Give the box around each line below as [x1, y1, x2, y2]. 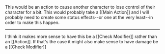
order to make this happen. [5, 19, 60, 25]
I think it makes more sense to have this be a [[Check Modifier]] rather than [5, 34, 157, 39]
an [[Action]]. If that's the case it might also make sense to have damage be [5, 39, 159, 44]
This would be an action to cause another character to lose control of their [5, 4, 156, 10]
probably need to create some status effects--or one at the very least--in [5, 15, 153, 20]
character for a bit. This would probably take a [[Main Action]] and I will [5, 9, 149, 15]
